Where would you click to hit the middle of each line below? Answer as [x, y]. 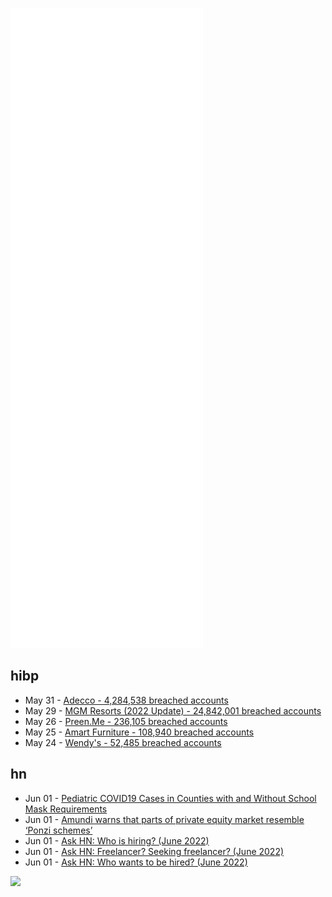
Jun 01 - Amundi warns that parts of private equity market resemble [164, 819]
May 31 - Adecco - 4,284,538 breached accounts [126, 700]
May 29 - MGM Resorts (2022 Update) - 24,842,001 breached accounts [173, 710]
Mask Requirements [66, 809]
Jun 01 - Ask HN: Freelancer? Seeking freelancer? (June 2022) [154, 851]
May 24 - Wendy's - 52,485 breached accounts [123, 742]
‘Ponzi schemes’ [58, 830]
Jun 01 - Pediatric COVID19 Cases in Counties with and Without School [170, 798]
